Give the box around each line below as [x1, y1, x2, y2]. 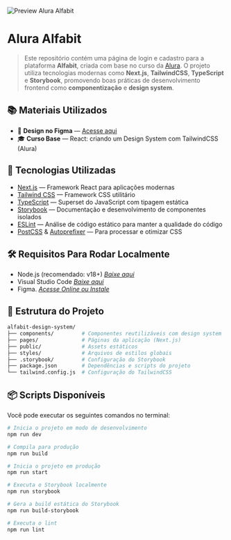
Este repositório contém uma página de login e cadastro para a [24, 54, 205, 62]
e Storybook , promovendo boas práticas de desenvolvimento [24, 76, 201, 84]
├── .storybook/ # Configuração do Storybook [7, 356, 166, 363]
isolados [17, 212, 42, 221]
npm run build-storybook [7, 507, 79, 514]
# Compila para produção [7, 443, 79, 450]
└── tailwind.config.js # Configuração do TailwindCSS [7, 369, 172, 376]
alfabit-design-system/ [7, 324, 76, 331]
